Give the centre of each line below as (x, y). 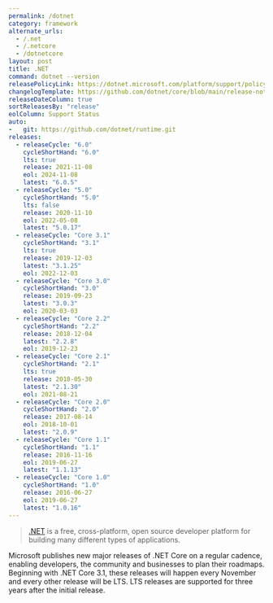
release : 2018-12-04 (58, 334)
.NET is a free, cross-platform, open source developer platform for (139, 531)
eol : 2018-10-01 (51, 425)
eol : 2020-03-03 (51, 311)
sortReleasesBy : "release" (54, 107)
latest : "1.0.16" (52, 508)
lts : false (41, 205)
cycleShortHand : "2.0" (61, 409)
